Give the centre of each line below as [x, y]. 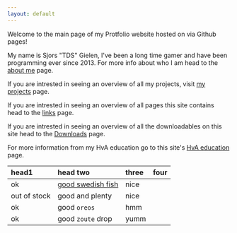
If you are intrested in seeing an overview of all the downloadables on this [115, 126]
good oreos [76, 207]
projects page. [28, 91]
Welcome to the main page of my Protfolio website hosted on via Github [112, 34]
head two [74, 172]
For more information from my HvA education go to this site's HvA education [118, 147]
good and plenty [85, 196]
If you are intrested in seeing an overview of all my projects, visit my [106, 84]
